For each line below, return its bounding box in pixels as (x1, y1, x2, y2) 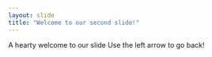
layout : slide (8, 11, 55, 20)
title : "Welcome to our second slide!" (8, 19, 140, 27)
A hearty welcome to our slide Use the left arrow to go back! (8, 40, 205, 49)
